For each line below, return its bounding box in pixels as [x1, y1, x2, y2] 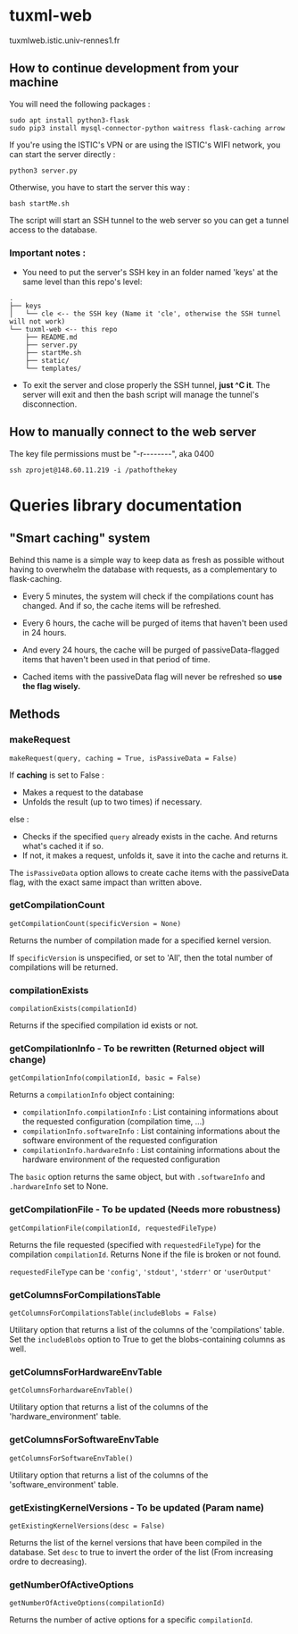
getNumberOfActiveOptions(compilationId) [9, 1599, 166, 1608]
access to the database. [9, 224, 98, 235]
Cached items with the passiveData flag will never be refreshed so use [21, 671, 283, 682]
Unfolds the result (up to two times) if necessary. [21, 796, 203, 807]
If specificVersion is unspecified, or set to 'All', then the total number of [9, 952, 274, 963]
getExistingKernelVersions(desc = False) [9, 1521, 166, 1530]
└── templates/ [25, 364, 82, 374]
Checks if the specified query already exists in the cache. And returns [21, 830, 278, 841]
